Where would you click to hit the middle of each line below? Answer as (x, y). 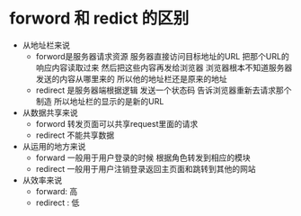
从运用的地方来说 (54, 146)
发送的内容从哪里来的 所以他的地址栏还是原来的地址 (131, 78)
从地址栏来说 (46, 45)
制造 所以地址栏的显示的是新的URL (100, 101)
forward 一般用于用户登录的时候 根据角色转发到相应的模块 (143, 157)
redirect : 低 (58, 202)
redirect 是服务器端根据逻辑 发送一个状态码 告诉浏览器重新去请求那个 (164, 90)
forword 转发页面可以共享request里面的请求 (117, 123)
